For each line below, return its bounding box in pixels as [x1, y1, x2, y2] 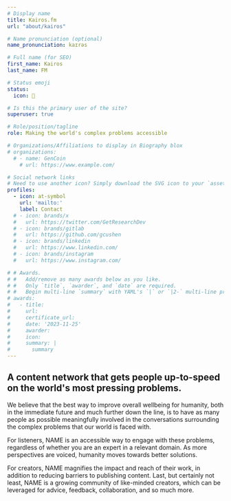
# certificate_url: [7, 314, 76, 321]
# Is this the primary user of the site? [7, 105, 128, 111]
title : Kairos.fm [7, 17, 57, 23]
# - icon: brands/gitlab [13, 225, 85, 232]
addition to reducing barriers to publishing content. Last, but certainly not [7, 471, 214, 479]
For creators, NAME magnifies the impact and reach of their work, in [7, 464, 201, 472]
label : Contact [19, 206, 63, 213]
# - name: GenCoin [13, 155, 67, 162]
